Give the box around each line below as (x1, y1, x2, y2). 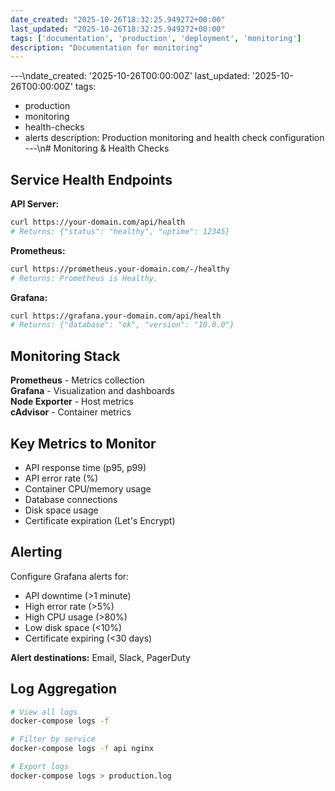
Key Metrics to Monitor (10, 435, 157, 452)
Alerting (10, 544, 63, 561)
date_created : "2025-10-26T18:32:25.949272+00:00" (10, 14, 226, 25)
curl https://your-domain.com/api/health (10, 217, 186, 228)
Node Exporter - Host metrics (10, 396, 134, 408)
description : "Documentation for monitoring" (10, 42, 203, 53)
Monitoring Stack (10, 347, 121, 365)
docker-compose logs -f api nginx (10, 744, 155, 754)
